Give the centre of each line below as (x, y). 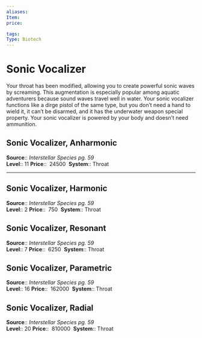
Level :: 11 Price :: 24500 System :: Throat (58, 164)
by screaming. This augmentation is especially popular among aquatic (93, 92)
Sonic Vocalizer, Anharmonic (62, 143)
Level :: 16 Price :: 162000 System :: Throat (59, 289)
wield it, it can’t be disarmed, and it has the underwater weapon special (95, 111)
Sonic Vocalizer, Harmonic (57, 189)
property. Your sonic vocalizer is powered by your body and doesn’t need (97, 118)
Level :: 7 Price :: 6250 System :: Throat (55, 249)
